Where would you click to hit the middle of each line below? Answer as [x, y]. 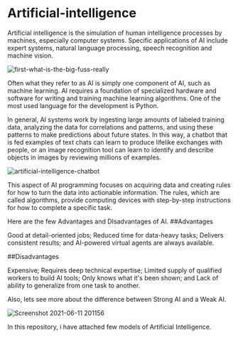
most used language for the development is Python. [83, 105]
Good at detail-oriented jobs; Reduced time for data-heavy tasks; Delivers [115, 235]
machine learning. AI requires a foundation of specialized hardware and [112, 90]
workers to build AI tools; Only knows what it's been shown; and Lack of [113, 278]
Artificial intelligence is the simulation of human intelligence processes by [115, 33]
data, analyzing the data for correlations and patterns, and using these [110, 127]
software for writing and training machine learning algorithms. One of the [114, 98]
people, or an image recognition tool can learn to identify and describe [110, 149]
